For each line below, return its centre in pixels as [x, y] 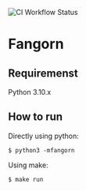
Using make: [28, 165]
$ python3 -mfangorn [42, 150]
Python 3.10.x [30, 92]
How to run [36, 117]
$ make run [26, 179]
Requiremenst [43, 73]
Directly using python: [44, 136]
